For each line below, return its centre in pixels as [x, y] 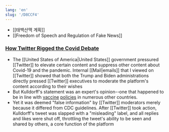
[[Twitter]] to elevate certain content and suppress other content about [86, 65]
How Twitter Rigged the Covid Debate [52, 49]
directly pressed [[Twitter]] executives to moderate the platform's [80, 81]
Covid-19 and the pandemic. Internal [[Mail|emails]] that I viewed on [83, 70]
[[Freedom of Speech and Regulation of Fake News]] [67, 35]
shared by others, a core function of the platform [63, 124]
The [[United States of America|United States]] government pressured [86, 59]
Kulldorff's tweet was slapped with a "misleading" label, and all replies [86, 113]
